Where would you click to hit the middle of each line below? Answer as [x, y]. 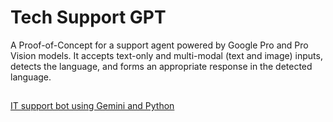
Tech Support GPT [88, 17]
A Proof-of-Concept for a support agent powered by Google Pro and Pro [159, 45]
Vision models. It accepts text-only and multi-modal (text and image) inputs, [166, 55]
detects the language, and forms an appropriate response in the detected [161, 66]
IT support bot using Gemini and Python [92, 106]
